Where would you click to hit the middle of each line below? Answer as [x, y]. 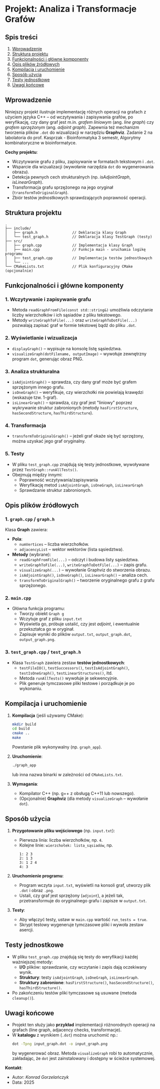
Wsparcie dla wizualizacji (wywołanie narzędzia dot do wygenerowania [83, 166]
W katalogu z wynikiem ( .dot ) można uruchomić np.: [65, 1035]
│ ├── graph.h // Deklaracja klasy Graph [66, 232]
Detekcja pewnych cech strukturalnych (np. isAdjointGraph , [71, 177]
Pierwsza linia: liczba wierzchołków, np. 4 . [61, 840]
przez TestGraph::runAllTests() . [45, 470]
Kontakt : [14, 1068]
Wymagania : [25, 784]
